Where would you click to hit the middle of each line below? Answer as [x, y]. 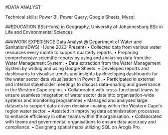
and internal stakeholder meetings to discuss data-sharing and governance [83, 84]
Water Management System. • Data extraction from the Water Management [83, 63]
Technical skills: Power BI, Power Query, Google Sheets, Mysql [70, 17]
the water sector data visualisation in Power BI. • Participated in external [80, 79]
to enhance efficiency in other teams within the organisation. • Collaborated [83, 116]
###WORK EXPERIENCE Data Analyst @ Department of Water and [73, 42]
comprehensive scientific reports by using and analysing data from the [78, 58]
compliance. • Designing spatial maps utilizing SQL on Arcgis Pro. [73, 127]
